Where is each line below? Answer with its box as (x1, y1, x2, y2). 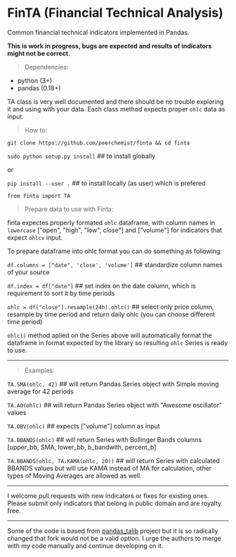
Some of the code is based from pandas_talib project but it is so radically (7, 526, 218, 535)
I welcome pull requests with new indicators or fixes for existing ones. (7, 491, 209, 499)
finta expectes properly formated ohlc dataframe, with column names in (7, 218, 216, 227)
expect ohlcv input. (7, 233, 63, 241)
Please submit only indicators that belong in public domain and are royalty (7, 499, 222, 507)
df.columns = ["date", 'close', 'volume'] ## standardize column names (7, 260, 223, 269)
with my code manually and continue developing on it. (7, 542, 164, 550)
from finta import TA (7, 192, 71, 199)
